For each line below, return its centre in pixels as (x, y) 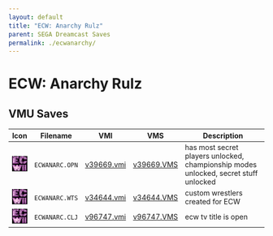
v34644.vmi (106, 197)
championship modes (221, 165)
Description (223, 135)
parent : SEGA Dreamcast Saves (60, 34)
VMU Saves (39, 114)
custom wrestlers (214, 193)
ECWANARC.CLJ (56, 218)
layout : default (36, 17)
